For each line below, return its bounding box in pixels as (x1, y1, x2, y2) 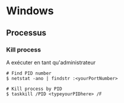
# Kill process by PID (6, 86, 62, 92)
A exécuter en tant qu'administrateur (6, 59, 96, 66)
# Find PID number (6, 70, 52, 76)
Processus (6, 28, 46, 38)
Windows (6, 4, 54, 18)
